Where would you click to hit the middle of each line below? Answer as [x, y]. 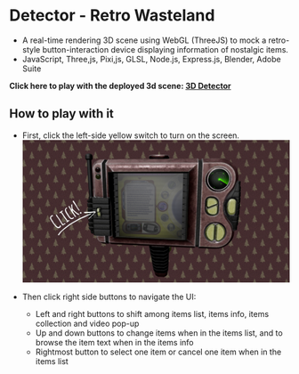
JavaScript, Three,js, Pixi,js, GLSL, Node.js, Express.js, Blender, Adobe [152, 59]
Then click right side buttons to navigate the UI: [109, 297]
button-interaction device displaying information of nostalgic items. [166, 49]
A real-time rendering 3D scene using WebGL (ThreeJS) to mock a [144, 40]
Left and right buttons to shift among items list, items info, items [152, 314]
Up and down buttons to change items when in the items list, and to [159, 333]
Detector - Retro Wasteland [112, 16]
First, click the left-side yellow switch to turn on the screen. [131, 135]
